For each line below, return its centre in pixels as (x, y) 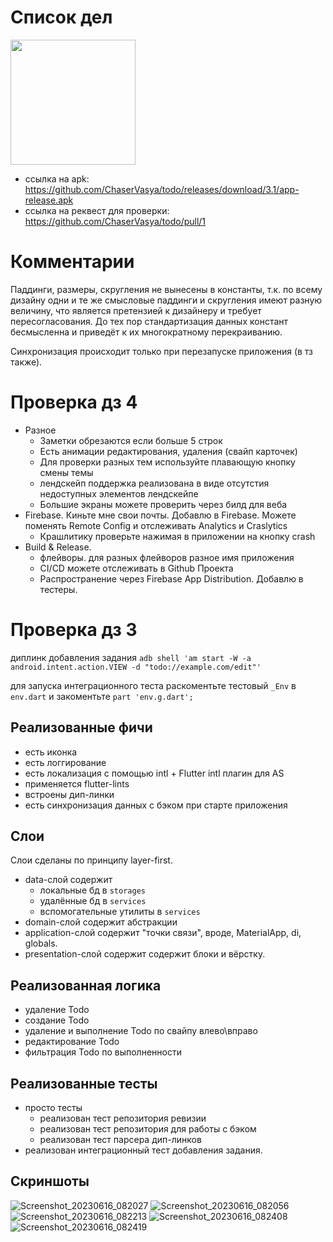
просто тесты (53, 1107)
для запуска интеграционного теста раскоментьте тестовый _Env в (153, 685)
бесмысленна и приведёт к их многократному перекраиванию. (146, 332)
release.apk (49, 200)
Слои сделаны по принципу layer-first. (91, 860)
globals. (41, 943)
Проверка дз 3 (74, 630)
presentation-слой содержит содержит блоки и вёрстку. (145, 954)
